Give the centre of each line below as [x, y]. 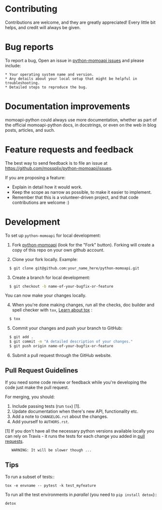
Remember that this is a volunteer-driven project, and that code [75, 197]
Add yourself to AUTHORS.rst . [40, 421]
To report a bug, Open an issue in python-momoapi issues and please [74, 60]
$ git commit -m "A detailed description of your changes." [71, 342]
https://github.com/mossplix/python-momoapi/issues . [59, 168]
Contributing [31, 9]
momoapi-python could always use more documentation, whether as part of [81, 120]
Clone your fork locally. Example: [45, 259]
